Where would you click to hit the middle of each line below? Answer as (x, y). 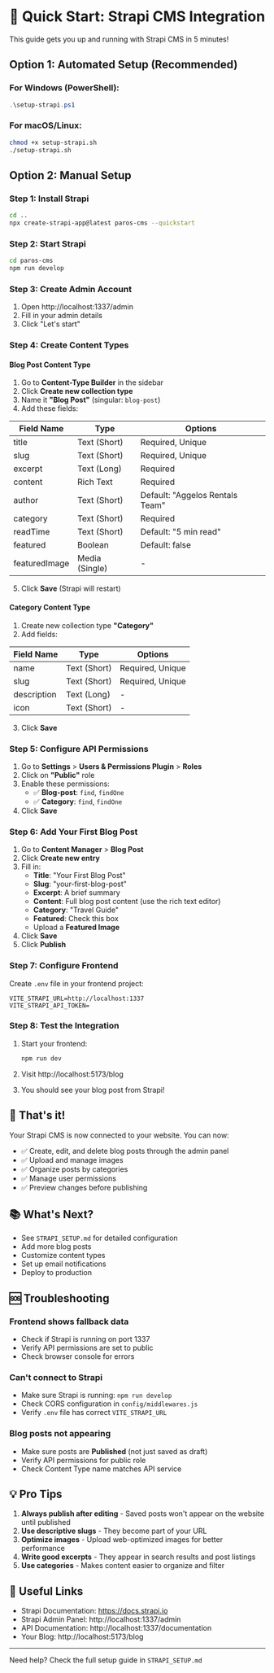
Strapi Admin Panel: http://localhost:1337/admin (101, 1619)
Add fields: (39, 634)
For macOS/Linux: (46, 125)
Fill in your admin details (61, 316)
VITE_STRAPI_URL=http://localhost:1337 (77, 998)
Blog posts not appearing (60, 1434)
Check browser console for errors (78, 1356)
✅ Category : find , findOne (78, 802)
